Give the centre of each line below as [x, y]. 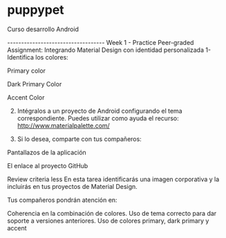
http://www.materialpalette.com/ [64, 125]
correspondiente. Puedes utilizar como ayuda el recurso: [98, 118]
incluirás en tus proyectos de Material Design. [73, 186]
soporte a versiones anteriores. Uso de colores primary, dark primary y [108, 221]
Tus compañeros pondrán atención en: [62, 200]
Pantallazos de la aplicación [47, 152]
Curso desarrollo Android [43, 29]
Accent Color [26, 97]
